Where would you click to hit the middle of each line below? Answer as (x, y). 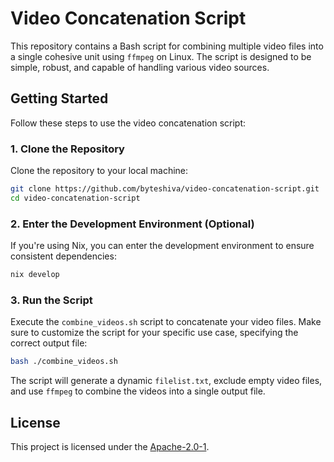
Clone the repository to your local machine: (99, 171)
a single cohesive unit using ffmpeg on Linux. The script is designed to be (161, 56)
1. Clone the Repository (67, 149)
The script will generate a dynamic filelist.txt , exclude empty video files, (166, 381)
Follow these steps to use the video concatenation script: (128, 123)
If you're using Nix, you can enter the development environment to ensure (162, 246)
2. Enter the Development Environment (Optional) (132, 224)
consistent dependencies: (63, 256)
